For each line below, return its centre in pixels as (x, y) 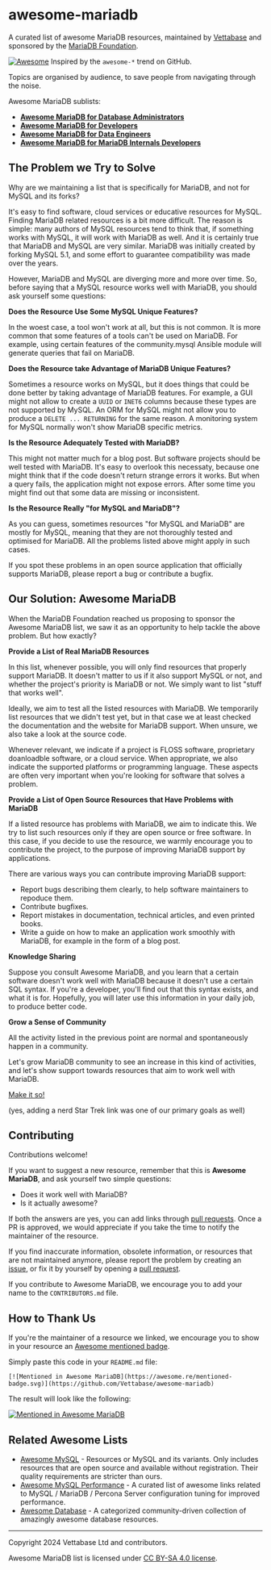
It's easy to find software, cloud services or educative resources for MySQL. (135, 211)
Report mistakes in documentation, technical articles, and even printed (138, 915)
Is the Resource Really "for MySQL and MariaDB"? (94, 508)
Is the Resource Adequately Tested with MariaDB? (94, 442)
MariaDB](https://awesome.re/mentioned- (163, 1377)
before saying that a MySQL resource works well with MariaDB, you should (133, 287)
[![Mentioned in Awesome (50, 1377)
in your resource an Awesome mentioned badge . (89, 1347)
